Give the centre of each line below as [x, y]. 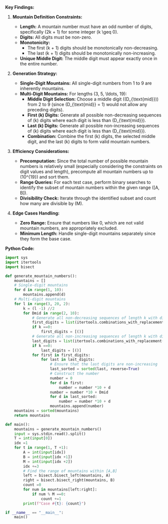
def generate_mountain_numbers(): [41, 276]
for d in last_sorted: [73, 397]
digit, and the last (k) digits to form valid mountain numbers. [89, 141]
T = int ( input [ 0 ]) [33, 438]
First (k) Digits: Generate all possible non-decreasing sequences [94, 115]
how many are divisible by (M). [51, 203]
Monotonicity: [35, 42]
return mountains [32, 415]
